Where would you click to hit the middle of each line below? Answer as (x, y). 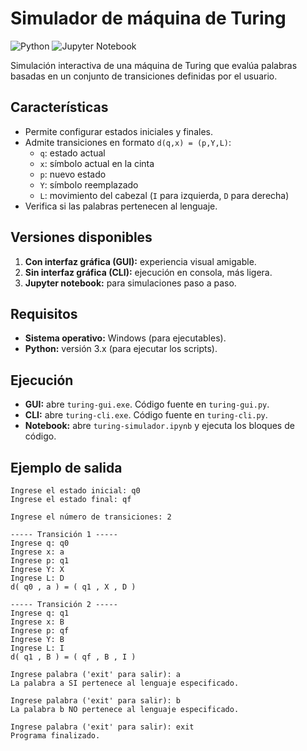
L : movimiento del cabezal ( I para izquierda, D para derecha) (164, 195)
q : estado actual (72, 153)
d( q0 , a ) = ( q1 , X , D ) (73, 587)
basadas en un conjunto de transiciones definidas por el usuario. (144, 76)
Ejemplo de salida (66, 467)
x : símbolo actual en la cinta (97, 163)
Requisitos (44, 313)
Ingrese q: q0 (40, 543)
